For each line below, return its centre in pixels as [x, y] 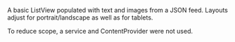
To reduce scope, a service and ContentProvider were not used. [100, 31]
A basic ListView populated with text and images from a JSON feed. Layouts [118, 10]
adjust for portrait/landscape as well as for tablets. [80, 17]
